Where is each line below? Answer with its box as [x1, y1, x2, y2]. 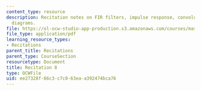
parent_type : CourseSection [6, 53, 77, 59]
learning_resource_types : [6, 37, 71, 43]
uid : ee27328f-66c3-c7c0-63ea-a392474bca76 [6, 75, 117, 81]
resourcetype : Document [6, 59, 66, 65]
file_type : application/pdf [6, 31, 77, 37]
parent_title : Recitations [6, 48, 74, 54]
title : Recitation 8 [6, 64, 58, 71]
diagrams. [11, 20, 36, 26]
